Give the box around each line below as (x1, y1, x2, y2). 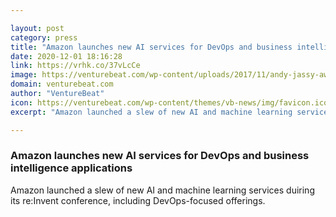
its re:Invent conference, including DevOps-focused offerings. (10, 194, 266, 206)
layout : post (10, 23, 65, 33)
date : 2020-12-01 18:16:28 (10, 51, 123, 61)
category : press (10, 32, 78, 43)
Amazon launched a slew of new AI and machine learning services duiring (10, 184, 315, 196)
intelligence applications (10, 161, 133, 175)
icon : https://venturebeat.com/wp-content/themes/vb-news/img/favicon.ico (10, 97, 329, 108)
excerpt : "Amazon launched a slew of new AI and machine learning (10, 107, 293, 117)
